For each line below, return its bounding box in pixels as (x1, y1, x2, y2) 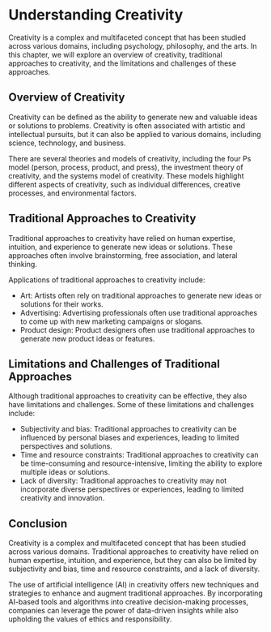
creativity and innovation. (19, 493, 105, 503)
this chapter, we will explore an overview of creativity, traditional (8, 49, 222, 59)
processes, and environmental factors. (8, 188, 138, 198)
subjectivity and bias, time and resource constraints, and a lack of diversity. (8, 564, 260, 574)
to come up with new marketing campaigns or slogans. (19, 316, 204, 326)
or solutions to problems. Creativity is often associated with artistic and (8, 120, 245, 131)
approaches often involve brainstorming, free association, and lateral (8, 250, 238, 260)
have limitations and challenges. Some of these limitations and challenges (8, 400, 255, 410)
